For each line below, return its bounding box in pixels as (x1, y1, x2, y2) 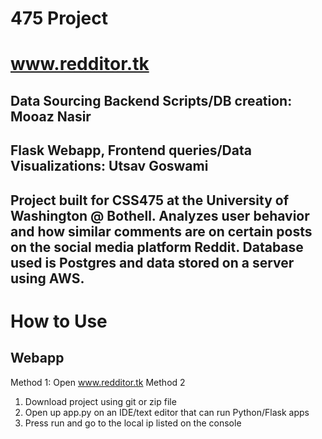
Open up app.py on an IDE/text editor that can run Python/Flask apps (24, 406, 310, 418)
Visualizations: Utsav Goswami (10, 158, 209, 175)
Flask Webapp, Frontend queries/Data (10, 142, 252, 159)
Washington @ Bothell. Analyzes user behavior (10, 207, 310, 224)
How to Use (10, 310, 108, 332)
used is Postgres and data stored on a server (10, 254, 295, 271)
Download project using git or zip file (24, 395, 177, 407)
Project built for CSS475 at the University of (10, 192, 290, 209)
